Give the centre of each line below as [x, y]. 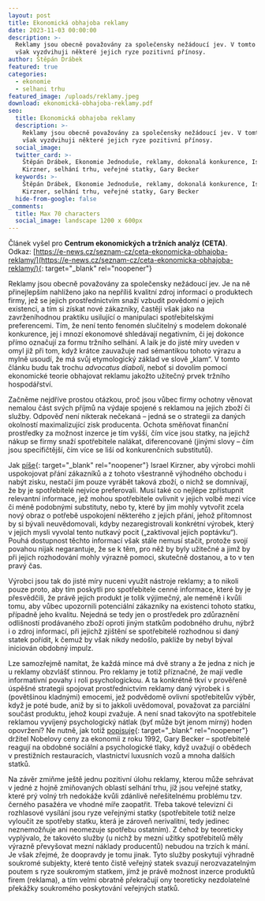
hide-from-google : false [56, 199]
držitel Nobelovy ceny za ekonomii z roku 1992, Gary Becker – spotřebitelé [129, 739]
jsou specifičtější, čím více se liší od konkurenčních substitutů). [110, 450]
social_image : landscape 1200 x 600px [79, 221]
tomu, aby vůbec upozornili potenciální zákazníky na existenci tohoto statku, [132, 606]
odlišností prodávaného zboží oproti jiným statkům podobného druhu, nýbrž [131, 623]
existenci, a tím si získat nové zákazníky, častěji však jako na [106, 309]
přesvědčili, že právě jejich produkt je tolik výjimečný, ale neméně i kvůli [125, 598]
